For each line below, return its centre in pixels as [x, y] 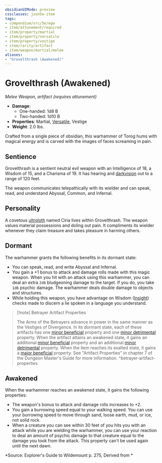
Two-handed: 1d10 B [40, 117]
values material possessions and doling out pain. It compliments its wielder [80, 225]
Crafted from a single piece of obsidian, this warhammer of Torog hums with [81, 136]
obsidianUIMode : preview [30, 9]
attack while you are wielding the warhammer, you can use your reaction [84, 430]
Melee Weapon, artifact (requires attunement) [51, 97]
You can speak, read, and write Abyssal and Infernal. [65, 267]
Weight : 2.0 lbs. [28, 127]
